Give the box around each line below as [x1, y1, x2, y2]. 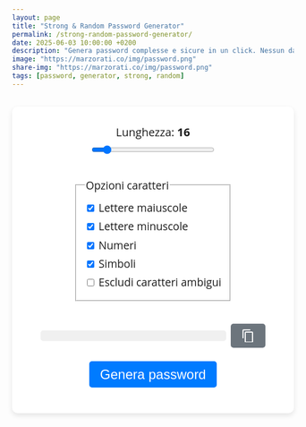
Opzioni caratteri [85, 176, 170, 193]
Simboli [98, 256, 137, 272]
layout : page [12, 13, 61, 22]
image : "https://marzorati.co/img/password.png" [12, 55, 197, 64]
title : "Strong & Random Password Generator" [12, 21, 184, 30]
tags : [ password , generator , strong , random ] [12, 72, 184, 81]
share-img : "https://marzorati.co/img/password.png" [12, 64, 213, 73]
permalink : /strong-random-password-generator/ [12, 30, 193, 38]
